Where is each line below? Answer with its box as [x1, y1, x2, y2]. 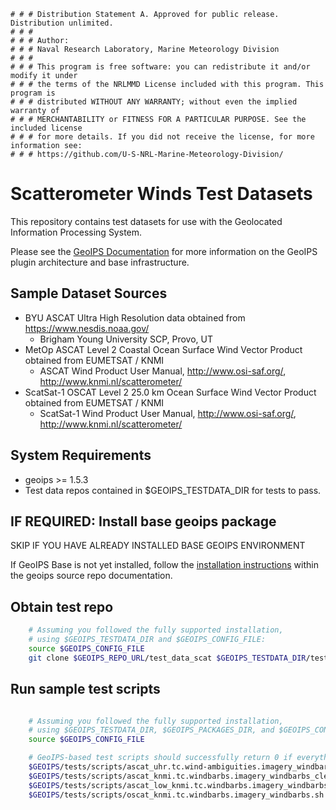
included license [10, 123, 83, 133]
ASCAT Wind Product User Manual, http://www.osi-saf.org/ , [39, 365, 287, 377]
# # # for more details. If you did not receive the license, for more [10, 132, 315, 142]
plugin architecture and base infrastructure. [10, 256, 190, 268]
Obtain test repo [10, 598, 114, 615]
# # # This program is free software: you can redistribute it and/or [10, 62, 311, 72]
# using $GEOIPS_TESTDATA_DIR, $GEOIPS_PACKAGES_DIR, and [28, 725, 275, 735]
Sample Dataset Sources [10, 285, 168, 302]
